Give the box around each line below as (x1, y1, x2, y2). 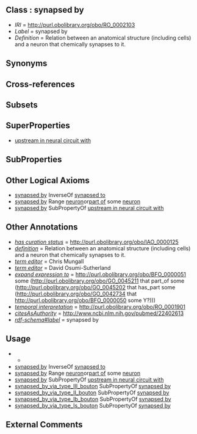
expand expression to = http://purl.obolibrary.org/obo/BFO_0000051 (14, 270, 187, 278)
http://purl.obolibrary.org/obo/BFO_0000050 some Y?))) (14, 296, 156, 304)
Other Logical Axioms (5, 175, 90, 186)
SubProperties (5, 154, 62, 165)
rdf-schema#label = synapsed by (14, 316, 99, 323)
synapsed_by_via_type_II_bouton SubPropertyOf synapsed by (14, 389, 170, 396)
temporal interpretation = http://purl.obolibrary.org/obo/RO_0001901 (14, 303, 186, 310)
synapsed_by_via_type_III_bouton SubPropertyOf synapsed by (14, 382, 171, 389)
